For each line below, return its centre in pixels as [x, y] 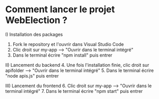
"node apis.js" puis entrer [32, 76]
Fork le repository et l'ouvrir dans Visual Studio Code [68, 44]
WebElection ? [36, 20]
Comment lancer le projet [60, 9]
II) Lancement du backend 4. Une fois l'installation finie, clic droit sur [77, 65]
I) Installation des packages [34, 34]
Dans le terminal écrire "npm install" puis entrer [62, 55]
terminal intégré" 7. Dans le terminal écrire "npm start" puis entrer [74, 91]
